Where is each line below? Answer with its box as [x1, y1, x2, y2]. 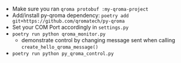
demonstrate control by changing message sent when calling [21, 37, 175, 43]
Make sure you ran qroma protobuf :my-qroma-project [12, 6, 149, 12]
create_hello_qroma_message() [21, 44, 99, 50]
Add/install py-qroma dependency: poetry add [12, 12, 129, 19]
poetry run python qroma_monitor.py [12, 31, 106, 37]
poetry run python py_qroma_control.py [12, 51, 114, 57]
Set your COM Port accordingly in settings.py [12, 24, 129, 31]
